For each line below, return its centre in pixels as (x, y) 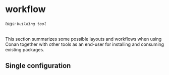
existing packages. (25, 50)
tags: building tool (26, 23)
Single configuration (38, 66)
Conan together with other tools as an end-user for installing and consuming (85, 44)
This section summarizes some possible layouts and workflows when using (83, 39)
